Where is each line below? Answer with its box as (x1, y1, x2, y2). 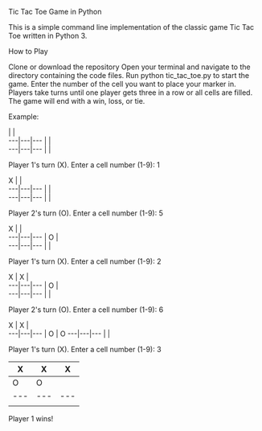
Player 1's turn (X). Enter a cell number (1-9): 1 (8, 160, 161, 170)
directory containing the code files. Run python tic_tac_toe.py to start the (8, 71, 250, 80)
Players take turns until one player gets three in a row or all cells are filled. (8, 88, 253, 97)
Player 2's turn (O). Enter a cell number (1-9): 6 (8, 305, 164, 314)
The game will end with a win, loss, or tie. (8, 96, 145, 105)
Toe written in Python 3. (8, 31, 88, 40)
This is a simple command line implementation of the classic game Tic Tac (8, 23, 255, 31)
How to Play (8, 47, 48, 55)
